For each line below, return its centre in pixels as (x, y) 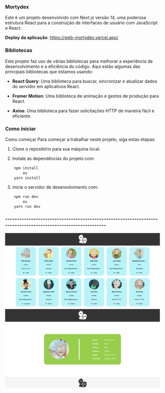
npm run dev (26, 196)
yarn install (27, 178)
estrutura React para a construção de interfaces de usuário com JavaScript (82, 23)
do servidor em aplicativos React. (46, 86)
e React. (14, 28)
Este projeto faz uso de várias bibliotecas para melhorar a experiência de (79, 61)
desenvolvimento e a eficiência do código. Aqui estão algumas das (73, 66)
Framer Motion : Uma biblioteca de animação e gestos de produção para (85, 96)
